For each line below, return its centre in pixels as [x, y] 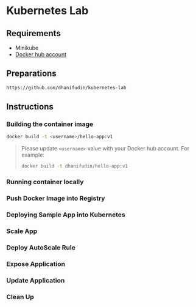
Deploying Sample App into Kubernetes [66, 215]
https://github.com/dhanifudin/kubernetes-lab [66, 87]
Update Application [36, 280]
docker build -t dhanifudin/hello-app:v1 [75, 166]
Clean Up [20, 297]
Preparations [31, 74]
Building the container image [50, 124]
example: [33, 155]
